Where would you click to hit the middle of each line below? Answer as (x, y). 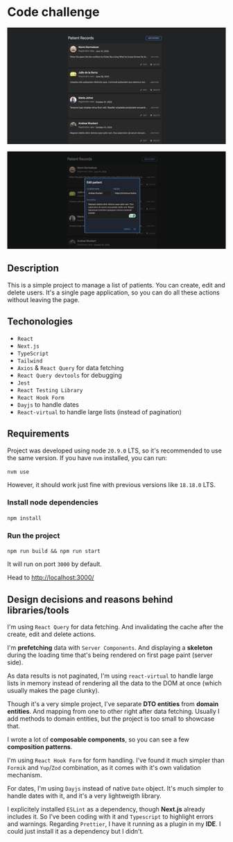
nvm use (18, 472)
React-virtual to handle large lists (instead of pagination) (100, 412)
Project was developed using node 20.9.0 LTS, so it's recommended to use (114, 450)
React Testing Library (50, 390)
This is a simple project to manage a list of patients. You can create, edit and (116, 285)
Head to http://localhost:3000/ (51, 578)
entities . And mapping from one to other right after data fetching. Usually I (113, 711)
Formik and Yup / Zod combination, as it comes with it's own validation (104, 767)
